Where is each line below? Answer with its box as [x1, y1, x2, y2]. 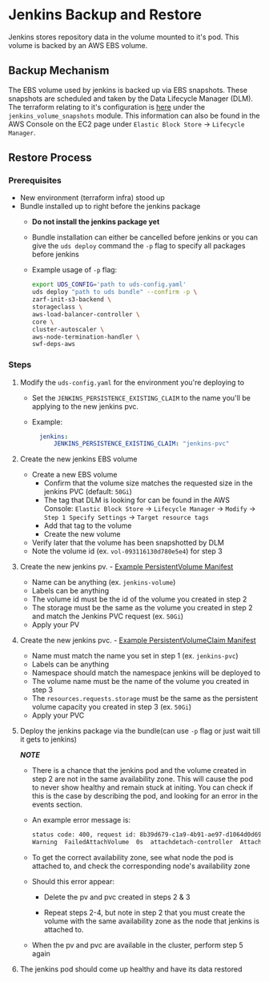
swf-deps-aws [31, 340, 76, 348]
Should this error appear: [31, 877, 114, 887]
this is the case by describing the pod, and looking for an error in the [31, 791, 259, 801]
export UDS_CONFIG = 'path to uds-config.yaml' [31, 280, 187, 289]
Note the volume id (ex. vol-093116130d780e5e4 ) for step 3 [31, 546, 223, 556]
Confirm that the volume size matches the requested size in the [43, 478, 254, 488]
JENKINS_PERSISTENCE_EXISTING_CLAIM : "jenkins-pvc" [53, 440, 230, 448]
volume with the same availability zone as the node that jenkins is [43, 916, 260, 926]
